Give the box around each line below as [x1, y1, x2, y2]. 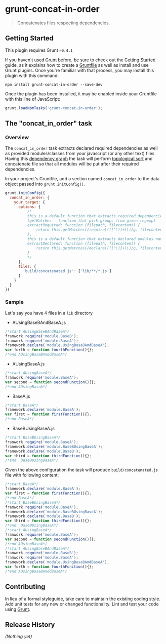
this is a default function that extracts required [27, 213, 136, 218]
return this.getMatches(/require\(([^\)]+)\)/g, [36, 227, 138, 233]
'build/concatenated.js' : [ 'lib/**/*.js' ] [23, 269, 112, 274]
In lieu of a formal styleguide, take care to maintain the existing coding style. [5, 596, 161, 602]
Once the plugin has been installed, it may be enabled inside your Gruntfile [5, 90, 157, 97]
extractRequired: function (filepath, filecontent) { [27, 223, 140, 228]
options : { [18, 204, 41, 209]
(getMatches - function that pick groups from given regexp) [27, 218, 156, 223]
